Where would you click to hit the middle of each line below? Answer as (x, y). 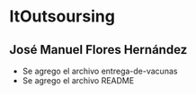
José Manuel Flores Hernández (98, 50)
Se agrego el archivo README (78, 81)
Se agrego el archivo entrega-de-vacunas (100, 71)
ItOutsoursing (62, 17)
